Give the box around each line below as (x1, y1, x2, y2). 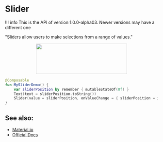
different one (5, 24, 31, 30)
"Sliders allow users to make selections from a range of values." (5, 34, 133, 40)
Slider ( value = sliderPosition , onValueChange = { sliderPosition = (14, 96, 155, 101)
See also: (5, 114, 34, 122)
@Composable (5, 78, 29, 83)
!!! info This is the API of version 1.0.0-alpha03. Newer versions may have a (5, 19, 155, 25)
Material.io (12, 127, 33, 132)
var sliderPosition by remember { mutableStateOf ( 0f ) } (14, 87, 130, 92)
